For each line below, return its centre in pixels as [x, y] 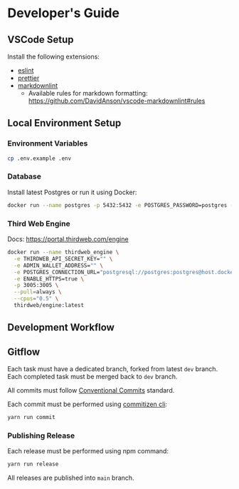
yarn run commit [31, 418]
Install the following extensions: [53, 56]
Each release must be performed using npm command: [88, 451]
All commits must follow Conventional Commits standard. [91, 390]
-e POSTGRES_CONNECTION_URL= [57, 272]
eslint [26, 70]
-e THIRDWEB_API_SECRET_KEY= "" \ [63, 258]
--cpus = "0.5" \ [36, 299]
